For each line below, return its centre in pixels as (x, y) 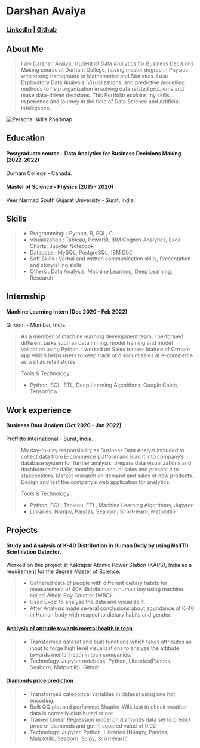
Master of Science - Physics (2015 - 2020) (60, 187)
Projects (22, 530)
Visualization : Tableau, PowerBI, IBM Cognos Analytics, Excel (106, 240)
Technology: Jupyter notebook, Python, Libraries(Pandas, (101, 661)
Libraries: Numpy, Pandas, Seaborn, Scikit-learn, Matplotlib (103, 511)
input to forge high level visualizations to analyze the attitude (104, 648)
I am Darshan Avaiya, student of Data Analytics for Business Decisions (107, 63)
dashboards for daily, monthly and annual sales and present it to (100, 469)
